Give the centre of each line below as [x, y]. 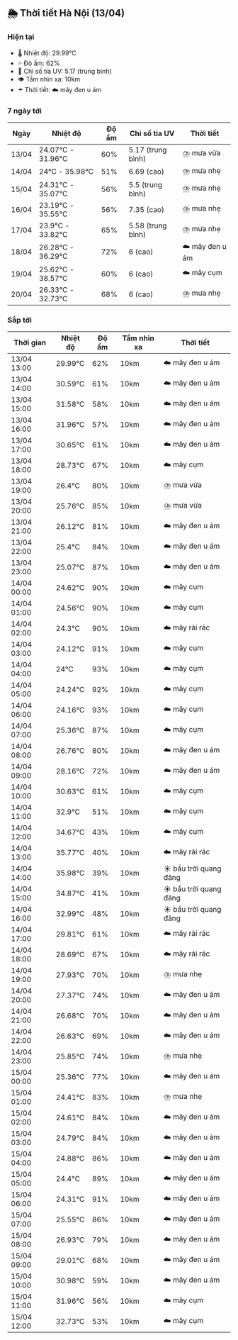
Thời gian [30, 342]
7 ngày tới [25, 111]
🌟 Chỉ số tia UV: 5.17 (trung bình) [64, 71]
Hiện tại [21, 37]
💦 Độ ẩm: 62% [39, 63]
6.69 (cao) [147, 172]
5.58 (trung [148, 225]
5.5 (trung [146, 184]
